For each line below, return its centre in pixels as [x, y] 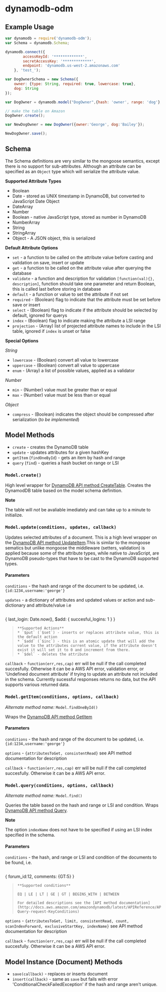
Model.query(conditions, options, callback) [60, 785]
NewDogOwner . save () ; [26, 134]
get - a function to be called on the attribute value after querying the [82, 268]
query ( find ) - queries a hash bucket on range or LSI [65, 463]
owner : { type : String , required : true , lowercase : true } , [75, 84]
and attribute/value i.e [49, 605]
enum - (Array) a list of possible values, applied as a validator [73, 371]
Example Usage [30, 27]
